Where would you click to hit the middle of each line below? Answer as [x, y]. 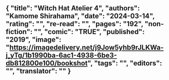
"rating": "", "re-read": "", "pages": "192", [75, 24]
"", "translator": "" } [38, 71]
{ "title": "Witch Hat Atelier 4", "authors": [73, 8]
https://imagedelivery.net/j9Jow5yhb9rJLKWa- [87, 48]
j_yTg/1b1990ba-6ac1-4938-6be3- [61, 56]
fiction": [19, 32]
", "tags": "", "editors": [125, 63]
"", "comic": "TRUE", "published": [89, 32]
